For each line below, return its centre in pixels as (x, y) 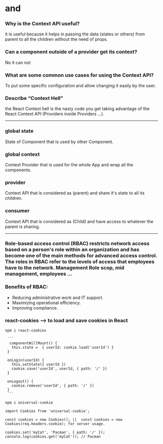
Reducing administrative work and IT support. (57, 297)
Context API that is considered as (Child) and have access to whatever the (79, 221)
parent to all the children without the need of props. (57, 39)
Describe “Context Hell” (34, 98)
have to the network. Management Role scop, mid (65, 268)
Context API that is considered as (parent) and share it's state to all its (75, 193)
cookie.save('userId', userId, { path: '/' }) (59, 369)
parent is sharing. (23, 227)
